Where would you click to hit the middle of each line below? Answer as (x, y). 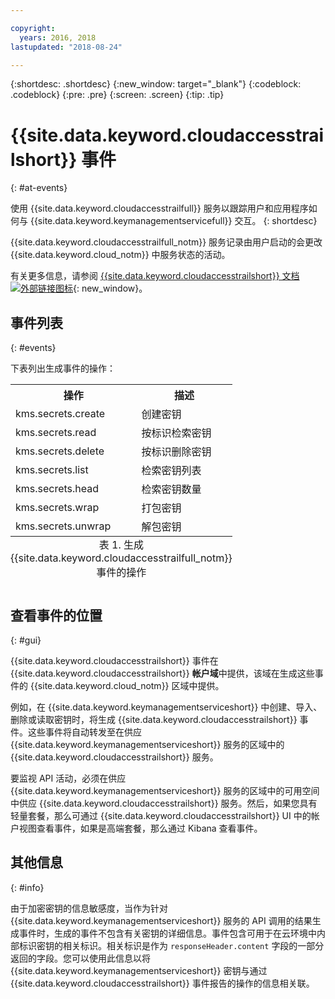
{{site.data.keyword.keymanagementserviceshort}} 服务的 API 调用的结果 (161, 920)
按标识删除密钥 (176, 452)
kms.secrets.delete (60, 451)
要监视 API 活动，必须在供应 (68, 778)
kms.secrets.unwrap (63, 526)
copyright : (33, 28)
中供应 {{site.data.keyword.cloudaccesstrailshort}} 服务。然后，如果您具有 (164, 803)
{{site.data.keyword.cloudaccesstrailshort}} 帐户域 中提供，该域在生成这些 (162, 673)
